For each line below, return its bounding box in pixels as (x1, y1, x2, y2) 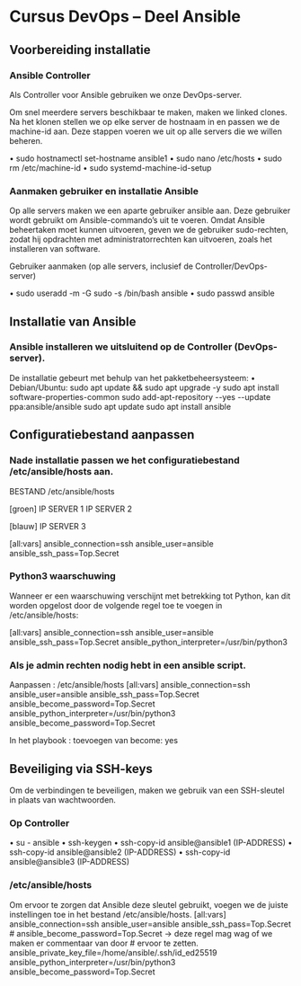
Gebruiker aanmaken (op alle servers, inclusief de (9, 261, 193, 271)
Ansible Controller (9, 69, 92, 82)
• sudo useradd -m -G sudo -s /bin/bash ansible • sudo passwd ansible (9, 288, 276, 298)
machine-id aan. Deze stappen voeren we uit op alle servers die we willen (9, 126, 283, 137)
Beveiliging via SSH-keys (9, 761, 153, 777)
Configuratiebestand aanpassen (9, 427, 195, 442)
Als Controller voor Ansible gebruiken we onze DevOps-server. (9, 89, 243, 100)
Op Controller (9, 816, 70, 829)
